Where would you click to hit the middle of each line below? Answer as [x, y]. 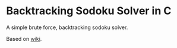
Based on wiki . [24, 39]
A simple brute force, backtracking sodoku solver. [67, 27]
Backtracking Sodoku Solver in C [89, 11]
